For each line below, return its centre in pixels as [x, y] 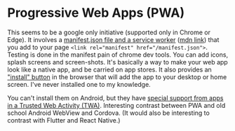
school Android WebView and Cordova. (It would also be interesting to [109, 113]
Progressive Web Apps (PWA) [96, 13]
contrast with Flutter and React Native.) [64, 120]
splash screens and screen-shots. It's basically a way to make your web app [117, 62]
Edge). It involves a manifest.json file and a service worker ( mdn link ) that [113, 39]
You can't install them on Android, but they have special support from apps [115, 98]
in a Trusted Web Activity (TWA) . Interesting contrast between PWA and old [116, 105]
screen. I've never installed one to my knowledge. [79, 84]
